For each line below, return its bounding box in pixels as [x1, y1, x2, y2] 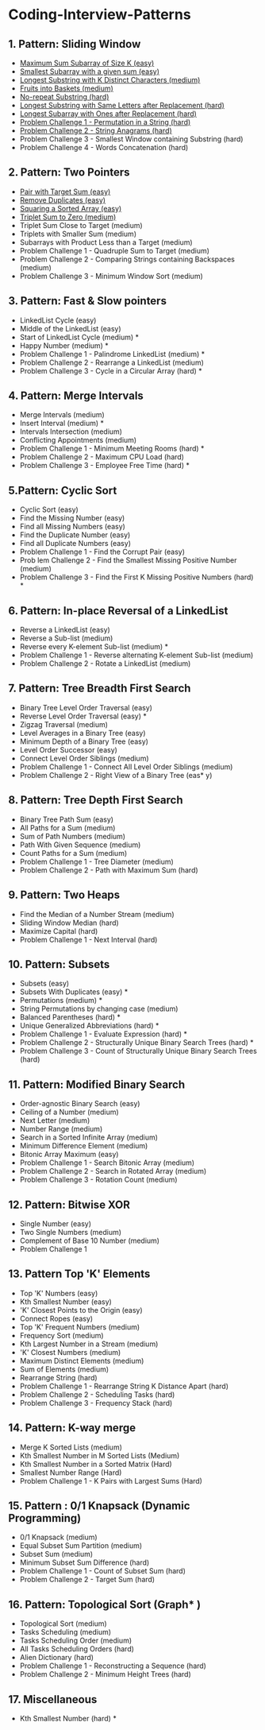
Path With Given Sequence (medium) [19, 840, 141, 850]
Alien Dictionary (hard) [19, 1653, 94, 1662]
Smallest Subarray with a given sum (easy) [19, 67, 160, 76]
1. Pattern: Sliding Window [8, 37, 141, 51]
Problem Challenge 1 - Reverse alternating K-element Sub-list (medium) [19, 650, 254, 660]
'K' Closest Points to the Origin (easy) [19, 1305, 143, 1314]
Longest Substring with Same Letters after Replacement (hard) [19, 101, 225, 110]
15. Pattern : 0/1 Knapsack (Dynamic [8, 1499, 190, 1512]
